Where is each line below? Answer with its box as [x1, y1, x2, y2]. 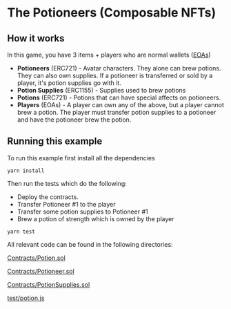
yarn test [7, 228, 36, 235]
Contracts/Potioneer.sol [7, 267, 74, 275]
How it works [7, 32, 65, 44]
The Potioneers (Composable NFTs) [7, 5, 216, 21]
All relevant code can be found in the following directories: [7, 240, 174, 248]
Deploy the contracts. [17, 192, 79, 201]
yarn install [7, 167, 45, 174]
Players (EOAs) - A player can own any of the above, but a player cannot [17, 101, 224, 109]
